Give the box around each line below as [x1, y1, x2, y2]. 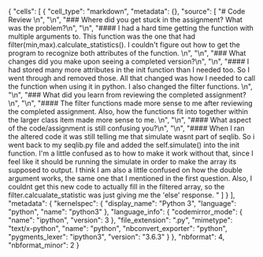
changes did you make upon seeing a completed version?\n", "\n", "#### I [8, 57, 250, 66]
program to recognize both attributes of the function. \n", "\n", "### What [8, 49, 246, 57]
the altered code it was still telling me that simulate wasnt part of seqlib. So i [8, 132, 255, 141]
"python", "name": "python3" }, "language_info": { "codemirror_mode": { [8, 207, 243, 216]
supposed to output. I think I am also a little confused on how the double [8, 165, 243, 174]
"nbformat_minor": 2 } [8, 240, 80, 250]
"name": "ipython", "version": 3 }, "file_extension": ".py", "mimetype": [8, 215, 233, 225]
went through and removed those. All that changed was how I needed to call [8, 74, 256, 83]
